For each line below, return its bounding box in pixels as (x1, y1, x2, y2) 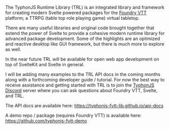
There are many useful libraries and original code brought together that (5, 25, 155, 31)
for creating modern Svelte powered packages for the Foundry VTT (5, 10, 147, 16)
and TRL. (5, 93, 24, 99)
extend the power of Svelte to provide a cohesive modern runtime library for (5, 30, 165, 36)
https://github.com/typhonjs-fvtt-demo (5, 118, 88, 123)
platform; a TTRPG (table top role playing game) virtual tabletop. (5, 15, 140, 21)
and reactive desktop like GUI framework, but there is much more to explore (5, 41, 164, 47)
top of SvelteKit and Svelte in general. (5, 62, 85, 67)
